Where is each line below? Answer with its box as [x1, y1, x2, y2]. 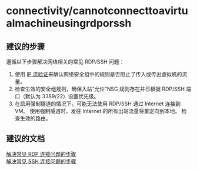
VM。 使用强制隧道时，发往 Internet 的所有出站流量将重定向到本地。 [14, 108, 181, 114]
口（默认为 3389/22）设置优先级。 [14, 93, 99, 99]
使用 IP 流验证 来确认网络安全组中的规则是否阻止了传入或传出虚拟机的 [14, 71, 182, 78]
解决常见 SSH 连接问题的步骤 [6, 158, 76, 165]
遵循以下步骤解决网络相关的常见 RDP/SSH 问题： [6, 58, 125, 65]
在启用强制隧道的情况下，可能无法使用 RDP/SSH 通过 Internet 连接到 [14, 100, 181, 107]
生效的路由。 [19, 115, 51, 122]
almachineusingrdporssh [6, 16, 132, 30]
